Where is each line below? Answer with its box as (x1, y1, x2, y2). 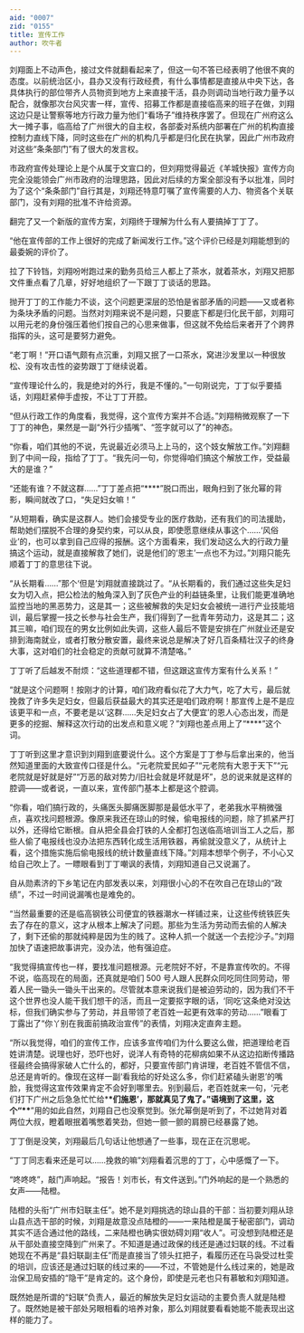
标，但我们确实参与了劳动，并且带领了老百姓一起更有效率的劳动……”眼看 (9, 1006, 280, 1018)
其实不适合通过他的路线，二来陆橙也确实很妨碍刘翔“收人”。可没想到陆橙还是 (9, 1227, 294, 1238)
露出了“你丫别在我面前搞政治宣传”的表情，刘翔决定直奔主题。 (16, 1018, 247, 1029)
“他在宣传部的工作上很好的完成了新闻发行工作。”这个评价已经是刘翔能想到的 (9, 235, 290, 246)
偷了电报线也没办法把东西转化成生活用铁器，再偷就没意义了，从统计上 (24, 836, 287, 847)
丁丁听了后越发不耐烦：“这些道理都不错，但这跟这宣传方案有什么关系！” (9, 665, 279, 676)
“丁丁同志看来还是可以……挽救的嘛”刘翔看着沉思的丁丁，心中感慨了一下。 (9, 1155, 284, 1166)
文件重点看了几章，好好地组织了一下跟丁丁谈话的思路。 (9, 277, 215, 288)
